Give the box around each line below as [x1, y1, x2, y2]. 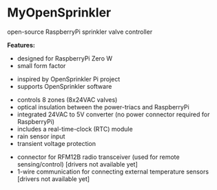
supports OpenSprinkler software [17, 82, 112, 90]
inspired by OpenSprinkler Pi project [17, 74, 121, 83]
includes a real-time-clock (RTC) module [17, 125, 133, 133]
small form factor [17, 61, 66, 70]
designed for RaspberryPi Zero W [17, 54, 113, 63]
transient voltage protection [17, 139, 96, 147]
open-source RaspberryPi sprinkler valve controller [7, 28, 153, 36]
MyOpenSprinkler [7, 5, 112, 21]
